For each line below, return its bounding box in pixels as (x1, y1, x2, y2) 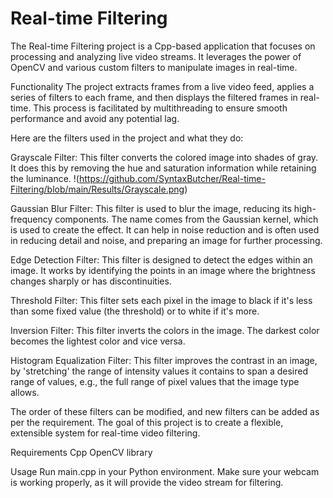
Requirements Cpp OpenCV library (10, 446, 153, 458)
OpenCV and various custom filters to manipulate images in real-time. (10, 61, 298, 73)
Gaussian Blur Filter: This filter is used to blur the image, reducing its (10, 202, 292, 214)
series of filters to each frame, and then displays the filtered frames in (10, 91, 298, 103)
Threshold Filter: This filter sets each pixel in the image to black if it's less (10, 294, 313, 306)
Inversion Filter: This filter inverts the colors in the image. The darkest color (10, 324, 320, 336)
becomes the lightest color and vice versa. (10, 335, 186, 347)
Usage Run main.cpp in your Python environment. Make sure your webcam (10, 465, 320, 477)
